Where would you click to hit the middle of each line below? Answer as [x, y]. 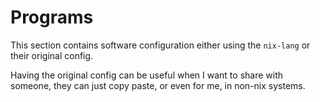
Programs [52, 17]
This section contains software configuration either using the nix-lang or [160, 45]
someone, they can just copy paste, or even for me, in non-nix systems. [158, 85]
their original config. [52, 55]
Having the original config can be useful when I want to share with [147, 75]
